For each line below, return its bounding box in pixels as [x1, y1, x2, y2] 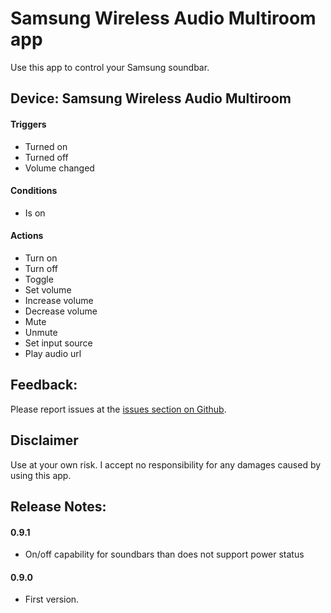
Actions [10, 230, 44, 242]
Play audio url [24, 347, 82, 359]
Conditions [10, 185, 58, 197]
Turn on [24, 252, 58, 264]
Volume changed [24, 162, 95, 174]
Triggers [10, 118, 47, 130]
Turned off [24, 151, 69, 163]
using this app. [10, 469, 72, 481]
